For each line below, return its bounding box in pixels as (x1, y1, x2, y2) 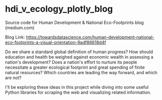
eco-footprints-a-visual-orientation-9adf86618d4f (5, 39, 106, 45)
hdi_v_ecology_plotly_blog (5, 3, 113, 15)
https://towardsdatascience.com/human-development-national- (26, 34, 155, 40)
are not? (5, 75, 22, 80)
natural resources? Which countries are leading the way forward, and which (5, 69, 158, 75)
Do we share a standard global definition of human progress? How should (5, 49, 153, 55)
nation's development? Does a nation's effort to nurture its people (5, 59, 138, 65)
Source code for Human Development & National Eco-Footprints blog (5, 20, 144, 25)
